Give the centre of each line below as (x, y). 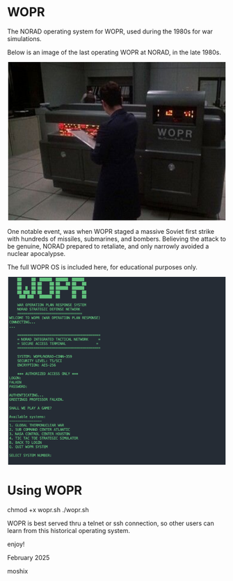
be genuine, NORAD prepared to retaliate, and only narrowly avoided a (108, 246)
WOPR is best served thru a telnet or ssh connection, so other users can (111, 523)
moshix (18, 571)
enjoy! (16, 544)
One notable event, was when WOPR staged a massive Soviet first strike (111, 231)
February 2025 (29, 558)
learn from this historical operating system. (69, 531)
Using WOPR (45, 491)
